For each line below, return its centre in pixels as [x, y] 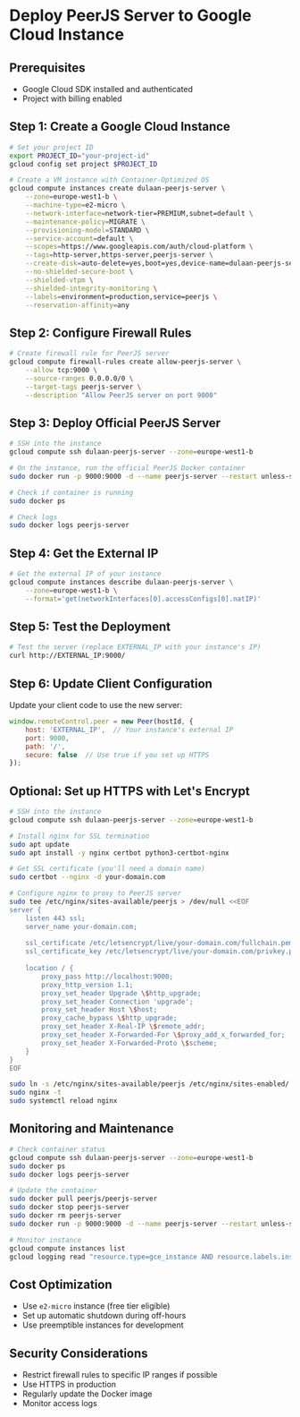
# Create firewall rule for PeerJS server [89, 354]
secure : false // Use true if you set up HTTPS [117, 755]
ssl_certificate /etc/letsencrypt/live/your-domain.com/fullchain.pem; [161, 943]
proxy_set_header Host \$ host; [100, 1010]
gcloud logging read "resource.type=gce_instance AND [112, 1257]
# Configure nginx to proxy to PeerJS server [95, 893]
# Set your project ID [51, 147]
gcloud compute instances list [67, 1248]
